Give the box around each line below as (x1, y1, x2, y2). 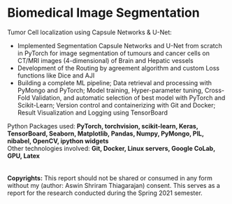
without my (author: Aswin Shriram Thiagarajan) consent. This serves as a (7, 181, 220, 189)
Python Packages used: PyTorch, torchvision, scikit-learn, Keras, (7, 122, 198, 130)
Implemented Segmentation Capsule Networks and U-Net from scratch (17, 41, 222, 50)
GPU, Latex (7, 152, 41, 160)
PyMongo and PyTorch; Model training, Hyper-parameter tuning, (17, 86, 203, 94)
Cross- (204, 86, 225, 94)
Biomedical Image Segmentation (7, 5, 201, 21)
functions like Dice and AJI (17, 71, 95, 80)
